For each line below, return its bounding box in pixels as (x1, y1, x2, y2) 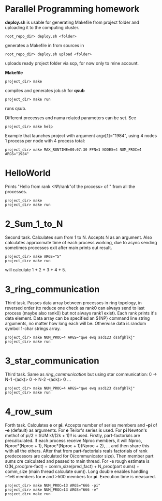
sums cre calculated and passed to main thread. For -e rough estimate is (5, 458, 150, 464)
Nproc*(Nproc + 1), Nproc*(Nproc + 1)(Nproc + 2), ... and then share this (5, 442, 149, 449)
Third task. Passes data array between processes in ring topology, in (5, 299, 142, 306)
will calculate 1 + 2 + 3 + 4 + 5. (5, 266, 66, 272)
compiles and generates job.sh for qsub (5, 87, 85, 93)
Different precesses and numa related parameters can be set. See (5, 115, 136, 121)
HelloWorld (5, 168, 51, 179)
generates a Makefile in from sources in (5, 42, 84, 48)
